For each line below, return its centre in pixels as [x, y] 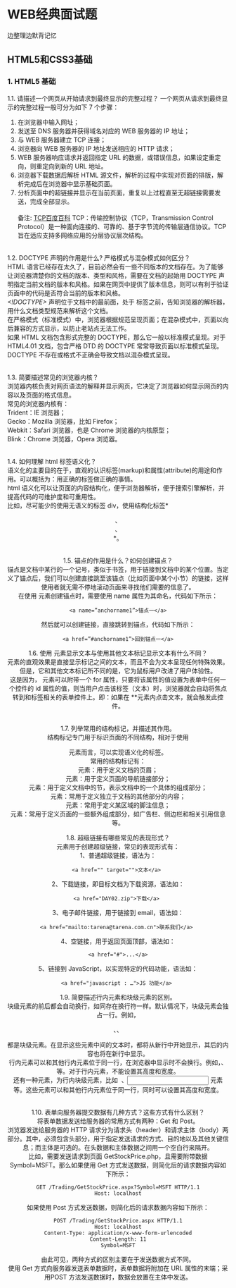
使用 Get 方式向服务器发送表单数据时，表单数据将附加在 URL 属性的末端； [115, 1268]
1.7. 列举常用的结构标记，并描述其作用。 [118, 728]
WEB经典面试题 [52, 14]
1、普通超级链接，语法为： [118, 855]
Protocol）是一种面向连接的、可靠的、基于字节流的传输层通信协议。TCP [122, 226]
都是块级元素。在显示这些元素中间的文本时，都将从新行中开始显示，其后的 [115, 1045]
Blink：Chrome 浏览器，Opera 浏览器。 [64, 438]
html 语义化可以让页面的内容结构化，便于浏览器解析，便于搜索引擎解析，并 [116, 488]
